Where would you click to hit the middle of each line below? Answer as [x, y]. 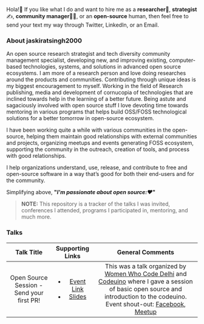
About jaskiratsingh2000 [44, 41]
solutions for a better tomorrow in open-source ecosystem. [80, 118]
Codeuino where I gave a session [145, 281]
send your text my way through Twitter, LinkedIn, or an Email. [83, 25]
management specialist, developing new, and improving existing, [87, 60]
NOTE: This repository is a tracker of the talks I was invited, [96, 204]
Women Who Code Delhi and [145, 274]
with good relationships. [36, 156]
